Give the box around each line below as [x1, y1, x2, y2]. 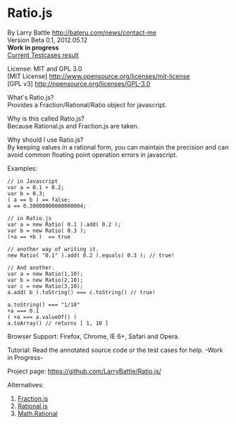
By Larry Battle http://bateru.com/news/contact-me [7, 28, 157, 37]
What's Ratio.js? [7, 93, 54, 102]
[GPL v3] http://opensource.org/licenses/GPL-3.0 [7, 79, 151, 87]
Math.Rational [17, 409, 58, 418]
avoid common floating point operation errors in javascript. [7, 150, 178, 159]
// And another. [7, 264, 55, 271]
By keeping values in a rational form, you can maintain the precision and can [7, 143, 229, 151]
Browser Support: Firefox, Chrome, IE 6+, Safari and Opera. [7, 332, 180, 340]
